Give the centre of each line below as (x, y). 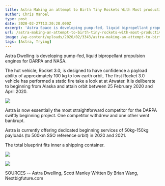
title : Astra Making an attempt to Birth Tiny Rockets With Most (73, 10)
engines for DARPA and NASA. (36, 61)
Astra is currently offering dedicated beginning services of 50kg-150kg (77, 130)
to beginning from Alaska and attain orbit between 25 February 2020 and (79, 86)
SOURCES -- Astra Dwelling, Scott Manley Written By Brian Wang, (72, 173)
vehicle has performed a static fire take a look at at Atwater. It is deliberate (80, 81)
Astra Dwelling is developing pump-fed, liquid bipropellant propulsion (75, 56)
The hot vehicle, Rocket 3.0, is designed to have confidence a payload (76, 70)
